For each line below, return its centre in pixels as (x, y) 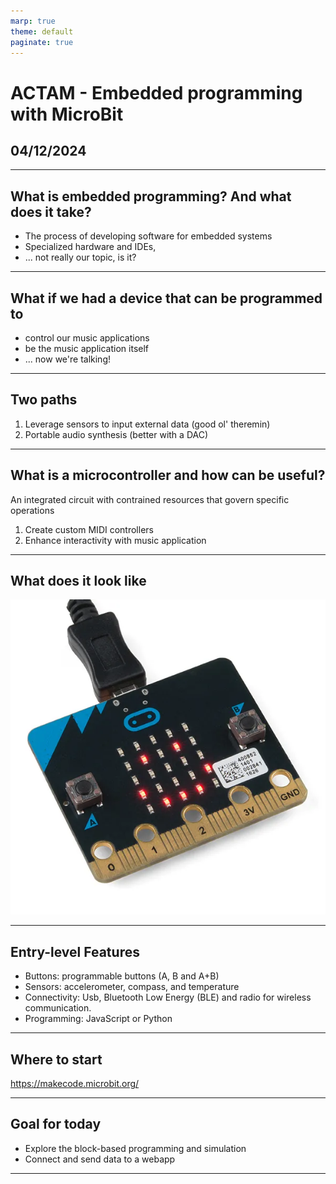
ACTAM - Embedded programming (156, 92)
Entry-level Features (75, 951)
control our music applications (87, 338)
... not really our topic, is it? (80, 257)
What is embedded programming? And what (151, 196)
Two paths (44, 400)
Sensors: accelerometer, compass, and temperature (132, 987)
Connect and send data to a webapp (100, 1159)
